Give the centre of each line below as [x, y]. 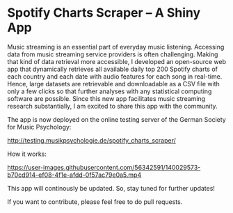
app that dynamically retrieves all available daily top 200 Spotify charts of [112, 69]
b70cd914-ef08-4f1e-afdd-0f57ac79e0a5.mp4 [74, 175]
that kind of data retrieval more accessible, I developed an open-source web [117, 61]
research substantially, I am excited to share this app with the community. [112, 106]
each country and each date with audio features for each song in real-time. [115, 76]
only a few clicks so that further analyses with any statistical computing [110, 91]
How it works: [27, 154]
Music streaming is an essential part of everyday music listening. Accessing [116, 47]
